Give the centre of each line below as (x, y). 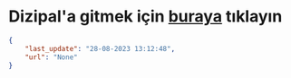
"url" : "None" (51, 57)
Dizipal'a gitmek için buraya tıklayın (145, 17)
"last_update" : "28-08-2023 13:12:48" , (100, 48)
